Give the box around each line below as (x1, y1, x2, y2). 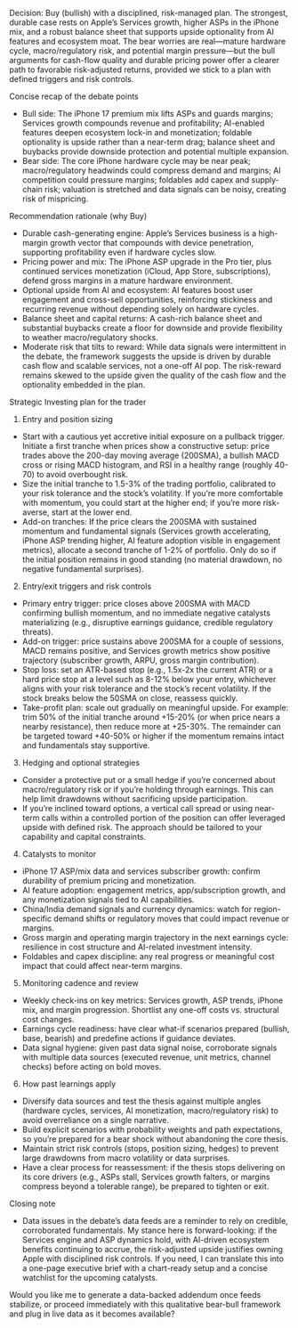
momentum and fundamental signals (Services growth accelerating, (21, 525, 271, 536)
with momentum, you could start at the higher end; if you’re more (21, 498, 262, 508)
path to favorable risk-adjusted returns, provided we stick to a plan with (9, 64, 271, 75)
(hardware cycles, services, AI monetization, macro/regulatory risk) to (21, 1105, 278, 1116)
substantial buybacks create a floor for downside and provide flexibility (21, 322, 283, 333)
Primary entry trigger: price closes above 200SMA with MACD (21, 599, 251, 608)
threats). (21, 627, 53, 637)
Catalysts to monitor (21, 849, 97, 859)
